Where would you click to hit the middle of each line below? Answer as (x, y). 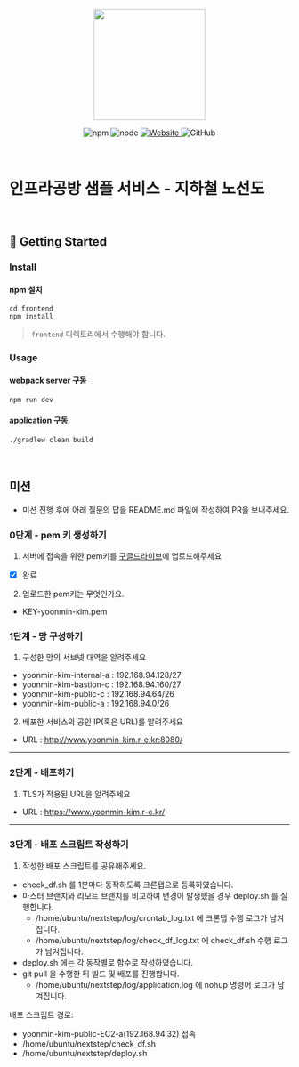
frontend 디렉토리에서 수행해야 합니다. (98, 335)
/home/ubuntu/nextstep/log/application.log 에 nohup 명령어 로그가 (155, 984)
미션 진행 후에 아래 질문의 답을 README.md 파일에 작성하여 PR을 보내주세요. (156, 509)
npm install (31, 317)
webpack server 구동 (48, 380)
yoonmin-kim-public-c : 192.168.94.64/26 (98, 694)
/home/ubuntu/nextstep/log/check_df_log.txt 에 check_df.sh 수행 (154, 940)
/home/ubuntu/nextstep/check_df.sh (89, 1043)
